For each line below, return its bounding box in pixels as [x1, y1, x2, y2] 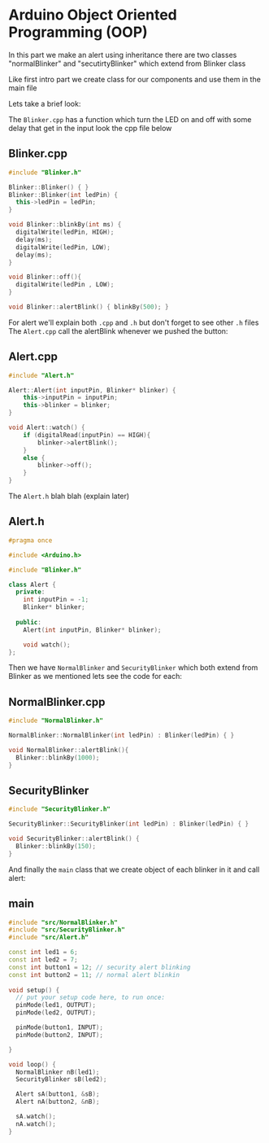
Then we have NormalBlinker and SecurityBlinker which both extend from [8, 663, 258, 672]
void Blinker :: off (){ [8, 273, 82, 282]
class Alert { [8, 580, 57, 589]
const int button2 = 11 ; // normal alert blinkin [8, 970, 180, 979]
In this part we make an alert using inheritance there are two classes [8, 50, 237, 59]
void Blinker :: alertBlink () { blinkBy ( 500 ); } [8, 303, 169, 311]
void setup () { [8, 986, 60, 994]
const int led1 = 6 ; [8, 948, 79, 957]
